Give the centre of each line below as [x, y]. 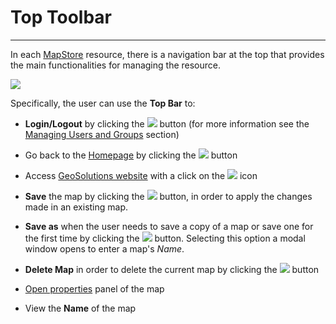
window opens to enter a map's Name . [104, 248]
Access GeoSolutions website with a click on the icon [141, 175]
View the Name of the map [80, 308]
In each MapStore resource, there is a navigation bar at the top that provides [167, 54]
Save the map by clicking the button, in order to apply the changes [168, 196]
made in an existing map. [76, 207]
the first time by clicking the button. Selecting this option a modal [165, 238]
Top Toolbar [61, 17]
